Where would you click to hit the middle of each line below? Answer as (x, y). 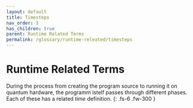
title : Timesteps (28, 17)
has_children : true (31, 28)
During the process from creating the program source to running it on (92, 86)
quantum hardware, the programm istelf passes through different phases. (97, 92)
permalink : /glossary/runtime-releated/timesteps (70, 40)
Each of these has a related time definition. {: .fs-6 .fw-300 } (81, 98)
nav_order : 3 (22, 23)
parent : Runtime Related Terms (45, 34)
